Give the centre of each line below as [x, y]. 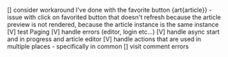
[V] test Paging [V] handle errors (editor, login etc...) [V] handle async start [113, 32]
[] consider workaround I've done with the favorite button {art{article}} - [110, 10]
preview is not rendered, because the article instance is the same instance [113, 24]
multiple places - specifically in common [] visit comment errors [98, 46]
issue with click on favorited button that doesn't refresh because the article [114, 17]
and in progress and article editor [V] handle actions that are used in [104, 39]
